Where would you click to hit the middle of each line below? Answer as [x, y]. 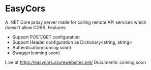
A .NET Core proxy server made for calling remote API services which [76, 22]
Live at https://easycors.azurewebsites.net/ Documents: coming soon [75, 62]
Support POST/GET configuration [46, 37]
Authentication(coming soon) [42, 47]
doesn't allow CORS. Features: [36, 27]
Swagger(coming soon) [36, 53]
